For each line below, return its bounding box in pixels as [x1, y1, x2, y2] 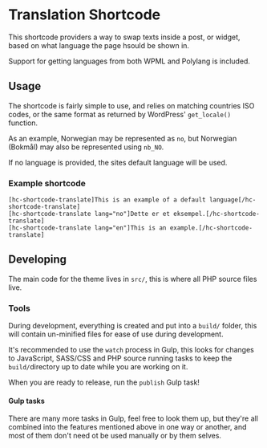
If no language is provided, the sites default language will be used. [8, 157, 228, 167]
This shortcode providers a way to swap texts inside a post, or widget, [8, 32, 241, 42]
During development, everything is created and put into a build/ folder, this [8, 321, 257, 331]
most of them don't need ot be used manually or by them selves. [8, 431, 222, 441]
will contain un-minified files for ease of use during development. [8, 329, 224, 339]
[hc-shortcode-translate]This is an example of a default [8, 196, 206, 204]
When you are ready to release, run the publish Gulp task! [8, 377, 200, 387]
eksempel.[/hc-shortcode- [173, 210, 261, 218]
